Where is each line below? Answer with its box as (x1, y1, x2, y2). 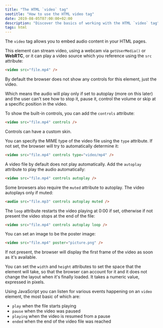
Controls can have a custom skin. (5, 128, 72, 134)
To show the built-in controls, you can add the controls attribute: (5, 110, 135, 116)
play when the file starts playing (12, 303, 77, 309)
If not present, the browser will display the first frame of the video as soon (5, 249, 153, 255)
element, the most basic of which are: (5, 294, 81, 299)
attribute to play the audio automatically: (5, 166, 86, 172)
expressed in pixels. (5, 279, 45, 285)
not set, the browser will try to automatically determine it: (5, 143, 119, 149)
